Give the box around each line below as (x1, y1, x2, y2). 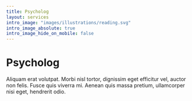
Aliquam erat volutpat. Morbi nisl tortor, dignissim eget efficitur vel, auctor (6, 76, 187, 83)
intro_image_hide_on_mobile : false (6, 31, 94, 37)
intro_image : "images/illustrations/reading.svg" (6, 19, 132, 25)
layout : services (6, 14, 49, 20)
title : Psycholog (6, 8, 49, 15)
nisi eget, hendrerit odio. (6, 88, 66, 95)
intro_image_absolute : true (6, 25, 76, 31)
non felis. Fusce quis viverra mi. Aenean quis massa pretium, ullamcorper (6, 82, 185, 89)
